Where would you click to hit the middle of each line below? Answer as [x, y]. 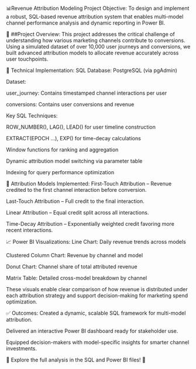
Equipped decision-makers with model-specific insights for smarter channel [98, 342]
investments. [21, 349]
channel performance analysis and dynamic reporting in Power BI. [86, 23]
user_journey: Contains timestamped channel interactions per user [87, 93]
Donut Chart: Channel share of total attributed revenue [72, 267]
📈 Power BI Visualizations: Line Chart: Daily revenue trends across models [96, 242]
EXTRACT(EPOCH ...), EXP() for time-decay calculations [74, 138]
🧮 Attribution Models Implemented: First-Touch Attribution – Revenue [89, 184]
